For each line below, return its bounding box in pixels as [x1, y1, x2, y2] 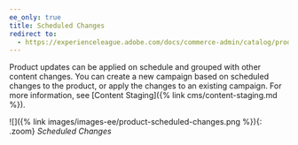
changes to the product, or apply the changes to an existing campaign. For [9, 80, 282, 91]
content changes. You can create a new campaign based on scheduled [9, 72, 269, 82]
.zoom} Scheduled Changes [9, 126, 113, 137]
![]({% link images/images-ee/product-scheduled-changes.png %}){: [9, 117, 263, 127]
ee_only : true [9, 12, 62, 22]
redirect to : [9, 29, 58, 38]
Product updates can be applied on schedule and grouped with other [9, 62, 262, 72]
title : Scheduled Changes [9, 21, 105, 30]
